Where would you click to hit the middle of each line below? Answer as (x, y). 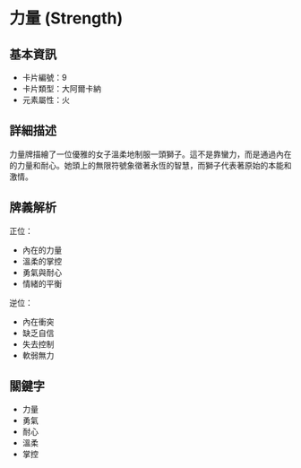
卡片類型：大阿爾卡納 (61, 89)
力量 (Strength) (66, 18)
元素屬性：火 (46, 100)
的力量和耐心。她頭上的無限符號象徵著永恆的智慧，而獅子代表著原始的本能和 (150, 165)
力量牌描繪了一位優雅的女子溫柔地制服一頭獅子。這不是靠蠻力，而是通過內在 (150, 154)
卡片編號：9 (44, 78)
